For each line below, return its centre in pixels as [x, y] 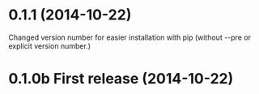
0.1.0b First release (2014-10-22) [121, 79]
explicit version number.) [50, 45]
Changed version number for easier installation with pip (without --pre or [129, 37]
